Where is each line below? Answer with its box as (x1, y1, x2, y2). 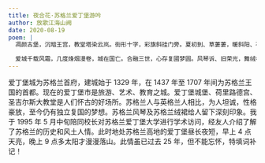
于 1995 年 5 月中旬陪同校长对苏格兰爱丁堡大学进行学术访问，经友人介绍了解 (8, 117, 257, 126)
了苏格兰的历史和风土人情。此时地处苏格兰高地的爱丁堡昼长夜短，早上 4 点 (8, 127, 252, 136)
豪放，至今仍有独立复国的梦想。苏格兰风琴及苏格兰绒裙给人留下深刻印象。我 (8, 107, 257, 117)
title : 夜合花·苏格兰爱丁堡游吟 (8, 11, 102, 20)
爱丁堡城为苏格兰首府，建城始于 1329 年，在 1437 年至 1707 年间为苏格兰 (8, 78, 246, 87)
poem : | (8, 33, 34, 42)
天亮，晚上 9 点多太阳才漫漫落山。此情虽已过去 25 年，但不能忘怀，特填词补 (8, 137, 257, 146)
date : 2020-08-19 (8, 26, 65, 34)
